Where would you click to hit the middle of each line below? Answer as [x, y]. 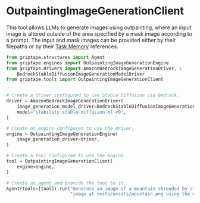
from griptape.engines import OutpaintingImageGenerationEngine [87, 63]
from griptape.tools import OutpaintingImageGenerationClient [85, 79]
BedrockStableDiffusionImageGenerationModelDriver [81, 74]
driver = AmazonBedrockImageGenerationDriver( [65, 101]
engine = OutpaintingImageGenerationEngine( [62, 134]
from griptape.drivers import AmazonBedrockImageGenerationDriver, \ [94, 68]
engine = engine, [36, 167]
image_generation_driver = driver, [58, 139]
